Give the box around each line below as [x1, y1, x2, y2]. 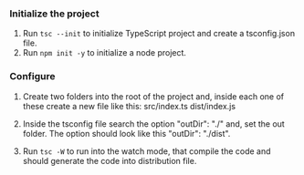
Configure [9, 70, 56, 83]
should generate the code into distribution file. [22, 155, 197, 166]
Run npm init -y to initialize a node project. [22, 47, 187, 58]
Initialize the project [9, 7, 100, 20]
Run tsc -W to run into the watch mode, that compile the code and [22, 145, 271, 157]
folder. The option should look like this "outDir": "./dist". [22, 128, 231, 139]
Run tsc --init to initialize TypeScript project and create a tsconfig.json [22, 28, 295, 39]
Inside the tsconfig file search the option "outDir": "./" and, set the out [22, 118, 285, 129]
